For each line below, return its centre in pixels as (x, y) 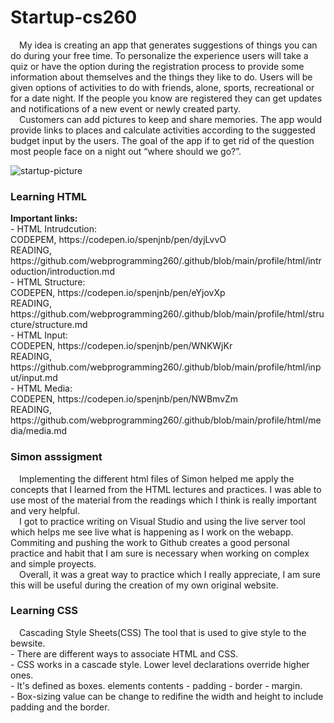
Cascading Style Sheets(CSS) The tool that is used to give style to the (163, 632)
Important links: (44, 218)
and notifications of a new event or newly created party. (126, 108)
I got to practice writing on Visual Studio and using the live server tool (162, 521)
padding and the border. (60, 707)
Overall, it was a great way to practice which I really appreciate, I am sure (170, 574)
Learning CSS (44, 611)
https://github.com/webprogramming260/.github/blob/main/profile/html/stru (167, 314)
